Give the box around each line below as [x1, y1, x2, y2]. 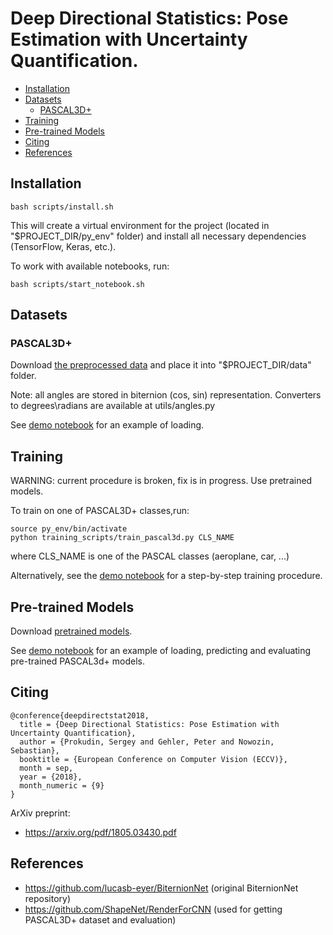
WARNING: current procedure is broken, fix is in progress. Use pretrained [10, 475, 313, 487]
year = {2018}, [19, 772, 83, 782]
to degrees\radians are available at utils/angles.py [10, 400, 216, 412]
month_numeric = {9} [19, 780, 105, 791]
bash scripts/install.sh [10, 202, 114, 212]
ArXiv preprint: [10, 807, 71, 819]
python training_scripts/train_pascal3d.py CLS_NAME [10, 533, 235, 543]
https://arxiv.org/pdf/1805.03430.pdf [24, 826, 177, 838]
